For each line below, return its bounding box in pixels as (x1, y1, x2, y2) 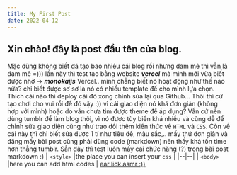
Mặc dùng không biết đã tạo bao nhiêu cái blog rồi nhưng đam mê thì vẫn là (7, 62, 228, 71)
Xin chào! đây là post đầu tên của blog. (7, 43, 183, 55)
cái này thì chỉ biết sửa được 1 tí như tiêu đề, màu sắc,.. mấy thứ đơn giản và (7, 130, 228, 138)
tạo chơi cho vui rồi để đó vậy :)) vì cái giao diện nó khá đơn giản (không (7, 100, 218, 108)
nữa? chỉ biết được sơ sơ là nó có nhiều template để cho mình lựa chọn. (7, 84, 215, 93)
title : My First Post (7, 10, 71, 18)
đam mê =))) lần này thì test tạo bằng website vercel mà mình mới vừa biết (7, 69, 225, 78)
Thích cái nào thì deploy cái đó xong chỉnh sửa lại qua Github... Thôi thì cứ (7, 92, 223, 101)
